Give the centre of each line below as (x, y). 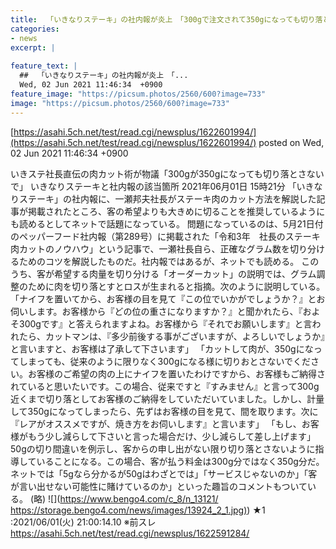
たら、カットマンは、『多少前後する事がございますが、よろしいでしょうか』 (172, 336)
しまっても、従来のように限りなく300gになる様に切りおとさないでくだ (165, 361)
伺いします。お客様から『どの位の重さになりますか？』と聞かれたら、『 (156, 311)
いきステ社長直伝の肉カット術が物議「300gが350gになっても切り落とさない (167, 173)
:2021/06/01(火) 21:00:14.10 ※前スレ (83, 522)
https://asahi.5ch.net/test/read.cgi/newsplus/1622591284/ (130, 533)
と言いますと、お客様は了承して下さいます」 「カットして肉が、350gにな (162, 348)
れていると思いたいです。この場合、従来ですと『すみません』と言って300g (165, 386)
